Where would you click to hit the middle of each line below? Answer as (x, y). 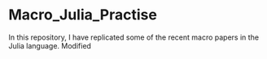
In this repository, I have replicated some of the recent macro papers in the (133, 37)
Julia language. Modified (50, 45)
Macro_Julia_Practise (83, 15)
